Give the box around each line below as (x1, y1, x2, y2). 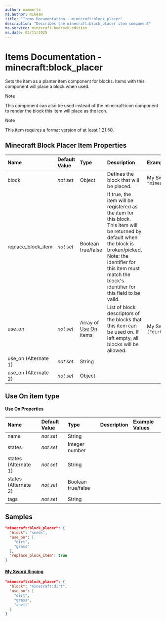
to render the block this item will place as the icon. (5, 108, 108, 114)
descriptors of (107, 310, 140, 316)
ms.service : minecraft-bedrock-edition (5, 26, 87, 31)
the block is (107, 240, 134, 247)
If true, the (107, 191, 131, 197)
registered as (107, 203, 138, 210)
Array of (80, 319, 99, 326)
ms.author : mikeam (5, 12, 43, 17)
